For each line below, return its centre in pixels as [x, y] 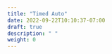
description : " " [33, 33]
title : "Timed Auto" [38, 14]
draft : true [25, 27]
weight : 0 [22, 40]
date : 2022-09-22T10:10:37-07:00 [56, 20]
